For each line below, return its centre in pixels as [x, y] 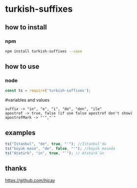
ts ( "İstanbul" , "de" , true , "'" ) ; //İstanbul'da [56, 144]
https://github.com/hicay [30, 180]
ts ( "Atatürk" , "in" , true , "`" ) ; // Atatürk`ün [55, 153]
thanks [16, 169]
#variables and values [27, 100]
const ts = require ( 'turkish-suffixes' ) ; [48, 91]
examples [20, 133]
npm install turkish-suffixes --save [44, 51]
